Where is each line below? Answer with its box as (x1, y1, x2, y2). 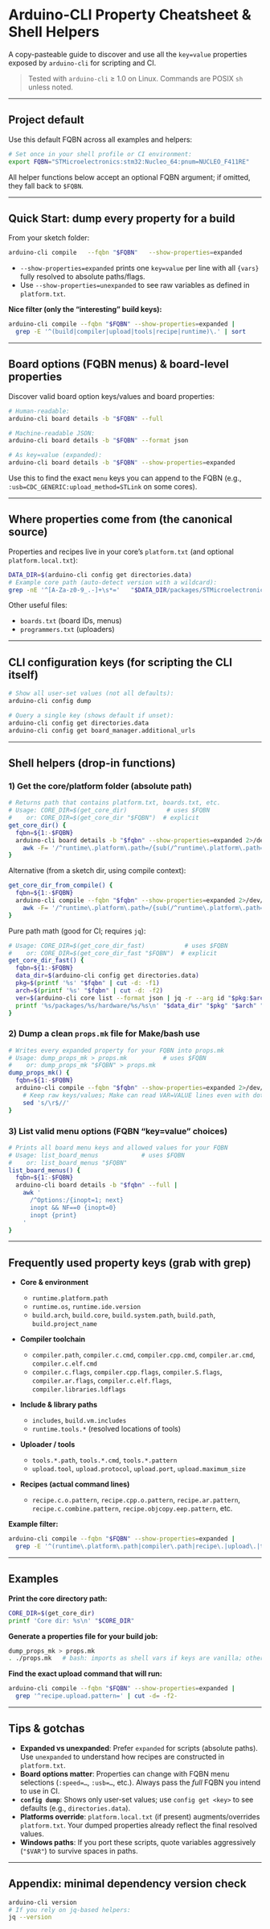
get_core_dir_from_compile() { (8, 881, 113, 890)
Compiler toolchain (19, 1334, 86, 1344)
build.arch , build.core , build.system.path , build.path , (31, 1310, 216, 1320)
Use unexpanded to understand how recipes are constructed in (19, 1752, 225, 1761)
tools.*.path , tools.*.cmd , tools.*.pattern (31, 1455, 178, 1465)
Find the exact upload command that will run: (8, 1669, 162, 1678)
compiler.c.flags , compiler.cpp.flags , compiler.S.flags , (31, 1367, 223, 1377)
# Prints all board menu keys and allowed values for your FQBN (8, 1143, 228, 1152)
